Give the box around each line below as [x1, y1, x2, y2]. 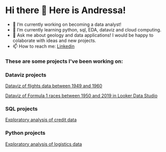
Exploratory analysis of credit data [5, 117, 77, 123]
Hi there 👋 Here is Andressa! [5, 5, 126, 16]
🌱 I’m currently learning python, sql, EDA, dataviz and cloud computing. [12, 26, 161, 32]
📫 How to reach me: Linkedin [12, 43, 75, 49]
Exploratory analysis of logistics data [5, 141, 82, 147]
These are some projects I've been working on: [5, 58, 123, 65]
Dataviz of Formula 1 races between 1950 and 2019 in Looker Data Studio [5, 93, 158, 99]
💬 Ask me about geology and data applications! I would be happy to [12, 32, 153, 38]
